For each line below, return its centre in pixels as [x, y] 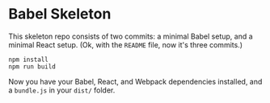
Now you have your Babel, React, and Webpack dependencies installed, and [135, 81]
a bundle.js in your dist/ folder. [62, 90]
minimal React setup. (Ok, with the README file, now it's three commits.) [126, 44]
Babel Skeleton [60, 14]
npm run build [32, 66]
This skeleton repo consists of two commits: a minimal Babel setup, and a [131, 36]
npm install [28, 60]
